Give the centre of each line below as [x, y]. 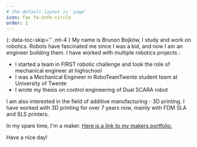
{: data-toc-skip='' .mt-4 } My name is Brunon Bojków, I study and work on [98, 40]
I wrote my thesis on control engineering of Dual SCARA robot [91, 90]
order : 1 [17, 23]
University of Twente [41, 83]
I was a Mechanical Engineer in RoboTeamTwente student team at [96, 77]
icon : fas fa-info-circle [38, 17]
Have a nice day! [27, 137]
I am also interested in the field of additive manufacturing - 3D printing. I [95, 101]
